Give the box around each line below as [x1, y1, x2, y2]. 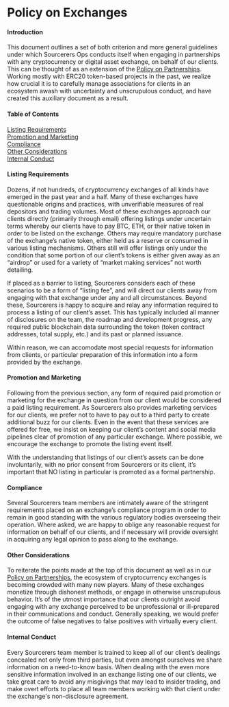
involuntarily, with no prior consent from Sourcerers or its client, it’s [7, 461, 196, 468]
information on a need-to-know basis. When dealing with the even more [7, 662, 210, 671]
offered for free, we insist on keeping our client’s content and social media [7, 426, 217, 433]
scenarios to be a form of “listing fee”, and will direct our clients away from [7, 286, 217, 294]
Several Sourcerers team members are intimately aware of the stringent [7, 499, 208, 507]
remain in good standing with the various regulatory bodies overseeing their [7, 513, 221, 522]
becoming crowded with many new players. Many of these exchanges [7, 581, 204, 589]
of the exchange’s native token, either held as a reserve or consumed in [7, 236, 208, 244]
